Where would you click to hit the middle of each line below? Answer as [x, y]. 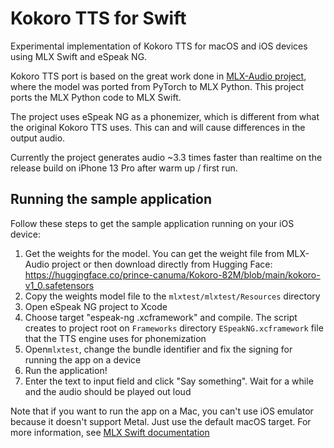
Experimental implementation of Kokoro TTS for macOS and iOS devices [159, 46]
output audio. [38, 138]
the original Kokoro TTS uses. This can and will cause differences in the [158, 127]
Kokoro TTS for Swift [98, 18]
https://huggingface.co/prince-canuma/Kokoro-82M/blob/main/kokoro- [172, 274]
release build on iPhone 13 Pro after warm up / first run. [124, 168]
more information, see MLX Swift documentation [110, 432]
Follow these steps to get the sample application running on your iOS [152, 223]
